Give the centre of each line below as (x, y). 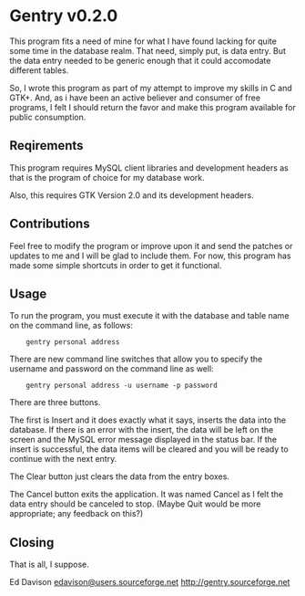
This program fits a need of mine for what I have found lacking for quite (143, 41)
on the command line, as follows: (71, 326)
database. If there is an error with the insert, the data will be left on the (142, 430)
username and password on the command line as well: (112, 369)
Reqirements (46, 146)
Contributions (50, 224)
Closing (32, 543)
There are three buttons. (55, 403)
